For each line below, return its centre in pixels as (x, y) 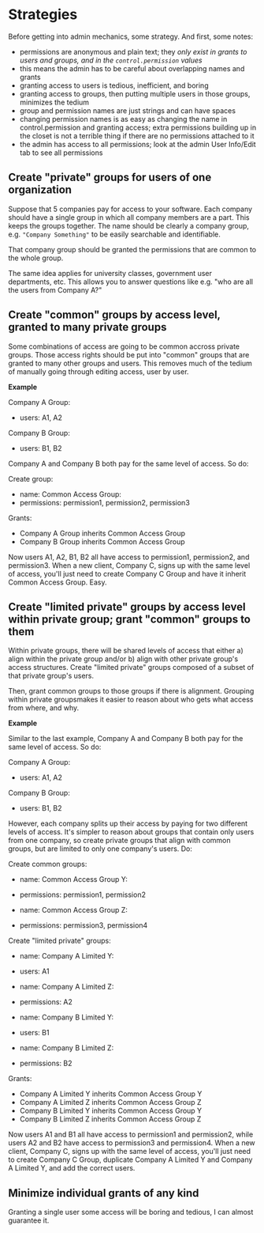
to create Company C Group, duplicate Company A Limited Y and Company (130, 1159)
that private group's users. (51, 676)
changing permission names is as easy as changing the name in (123, 119)
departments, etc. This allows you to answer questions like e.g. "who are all (131, 282)
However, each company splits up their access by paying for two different (128, 823)
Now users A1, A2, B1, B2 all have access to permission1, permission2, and (129, 557)
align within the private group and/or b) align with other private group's (123, 659)
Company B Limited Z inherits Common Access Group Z (110, 1119)
